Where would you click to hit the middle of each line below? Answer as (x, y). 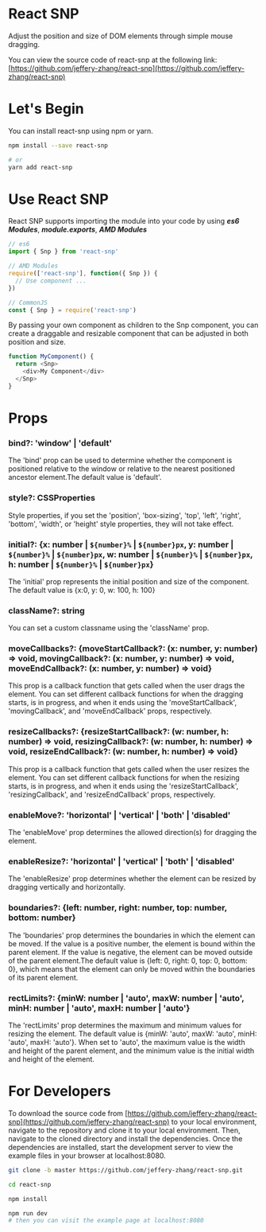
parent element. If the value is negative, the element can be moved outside (131, 952)
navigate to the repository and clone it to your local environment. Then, (124, 1130)
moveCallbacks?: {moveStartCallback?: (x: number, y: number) (133, 649)
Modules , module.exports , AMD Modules (78, 230)
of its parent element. (43, 977)
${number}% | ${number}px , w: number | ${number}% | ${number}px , (131, 554)
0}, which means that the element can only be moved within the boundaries (132, 969)
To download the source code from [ (68, 1113)
